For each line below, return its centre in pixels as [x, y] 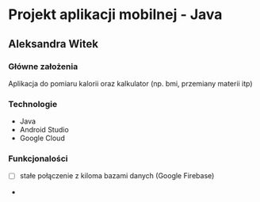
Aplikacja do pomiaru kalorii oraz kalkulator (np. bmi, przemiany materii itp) [130, 83]
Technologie [33, 104]
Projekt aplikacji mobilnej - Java [115, 15]
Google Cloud [42, 138]
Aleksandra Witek [54, 44]
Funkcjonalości [38, 158]
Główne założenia [43, 67]
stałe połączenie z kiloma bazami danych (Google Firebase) [117, 176]
